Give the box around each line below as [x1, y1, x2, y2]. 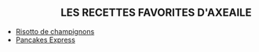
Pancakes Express [15, 35, 76, 44]
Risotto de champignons [15, 26, 95, 36]
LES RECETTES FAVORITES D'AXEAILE [60, 6, 252, 19]
